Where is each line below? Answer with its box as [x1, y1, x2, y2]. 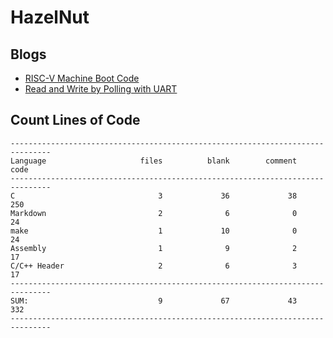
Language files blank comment [10, 156, 298, 166]
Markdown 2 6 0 [10, 208, 298, 218]
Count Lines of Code [10, 112, 141, 129]
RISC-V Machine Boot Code [24, 72, 140, 84]
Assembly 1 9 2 [10, 243, 298, 253]
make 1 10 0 [10, 226, 298, 236]
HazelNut [10, 6, 90, 29]
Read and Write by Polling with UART [24, 83, 178, 95]
